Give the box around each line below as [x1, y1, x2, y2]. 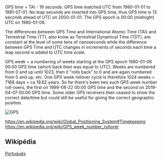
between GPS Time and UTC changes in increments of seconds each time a [5, 44, 156, 50]
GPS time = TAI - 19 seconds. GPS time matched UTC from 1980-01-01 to [5, 4, 151, 10]
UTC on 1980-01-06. [5, 19, 46, 25]
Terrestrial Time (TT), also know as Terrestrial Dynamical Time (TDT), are [5, 34, 151, 40]
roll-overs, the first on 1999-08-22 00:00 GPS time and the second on [5, 85, 145, 90]
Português [5, 150, 26, 156]
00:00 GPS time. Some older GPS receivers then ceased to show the [18, 89, 156, 95]
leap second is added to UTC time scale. [5, 49, 86, 55]
